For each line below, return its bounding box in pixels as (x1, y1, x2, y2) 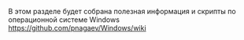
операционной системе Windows (8, 15, 120, 24)
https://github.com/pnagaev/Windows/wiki (8, 24, 147, 32)
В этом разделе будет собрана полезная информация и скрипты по (8, 7, 236, 16)
